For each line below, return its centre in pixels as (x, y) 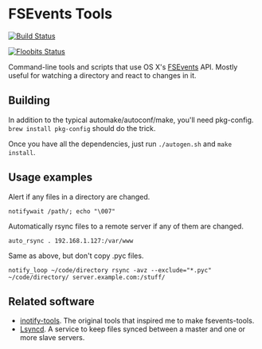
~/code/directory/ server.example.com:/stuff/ (87, 277)
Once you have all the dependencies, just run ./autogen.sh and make (120, 144)
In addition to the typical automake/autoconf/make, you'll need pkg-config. (131, 120)
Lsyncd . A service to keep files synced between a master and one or (132, 329)
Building (29, 101)
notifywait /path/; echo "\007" (62, 211)
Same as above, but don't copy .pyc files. (76, 256)
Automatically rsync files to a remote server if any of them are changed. (126, 226)
